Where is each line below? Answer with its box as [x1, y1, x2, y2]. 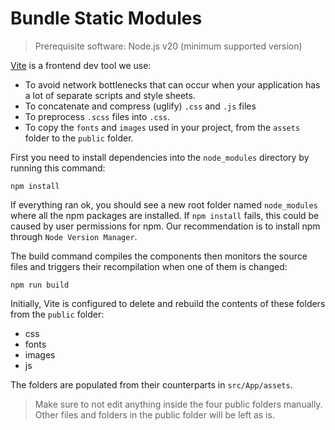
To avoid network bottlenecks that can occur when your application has [24, 78, 321, 91]
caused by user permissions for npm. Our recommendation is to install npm [10, 220, 321, 232]
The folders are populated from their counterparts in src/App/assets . [10, 378, 293, 391]
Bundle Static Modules [10, 7, 203, 30]
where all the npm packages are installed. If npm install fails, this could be [10, 209, 320, 221]
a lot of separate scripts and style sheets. [24, 89, 196, 101]
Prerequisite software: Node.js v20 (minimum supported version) [34, 40, 303, 52]
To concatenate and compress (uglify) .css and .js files [24, 100, 257, 112]
